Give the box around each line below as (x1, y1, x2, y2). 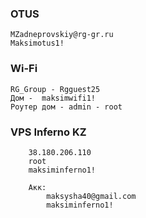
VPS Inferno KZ (10, 125, 87, 139)
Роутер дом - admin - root (10, 102, 123, 112)
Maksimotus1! (10, 38, 65, 49)
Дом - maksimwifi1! (10, 93, 97, 103)
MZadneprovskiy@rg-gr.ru (10, 30, 114, 40)
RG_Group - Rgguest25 (10, 84, 101, 94)
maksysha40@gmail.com (46, 191, 137, 201)
